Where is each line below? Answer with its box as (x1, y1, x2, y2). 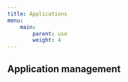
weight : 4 (32, 37, 61, 44)
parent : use (32, 30, 68, 37)
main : (20, 23, 37, 30)
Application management (7, 63, 121, 75)
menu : (7, 17, 23, 24)
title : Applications (7, 10, 68, 18)
